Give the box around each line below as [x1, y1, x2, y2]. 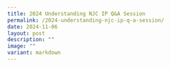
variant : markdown [7, 50, 61, 57]
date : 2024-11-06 [7, 23, 58, 30]
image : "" [7, 43, 36, 50]
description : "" [7, 36, 55, 43]
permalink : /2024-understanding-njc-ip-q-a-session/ [7, 17, 165, 24]
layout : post [7, 29, 46, 37]
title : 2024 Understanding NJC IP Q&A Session [7, 10, 146, 17]
